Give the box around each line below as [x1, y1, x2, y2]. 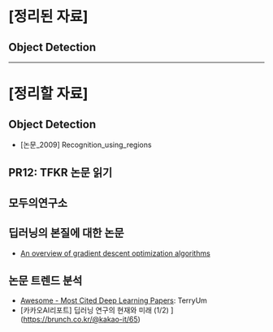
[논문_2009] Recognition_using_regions [19, 140, 152, 149]
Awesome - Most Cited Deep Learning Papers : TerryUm [19, 295, 207, 305]
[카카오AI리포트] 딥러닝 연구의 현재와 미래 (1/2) [19, 305, 169, 315]
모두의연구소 [8, 196, 67, 209]
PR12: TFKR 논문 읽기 [8, 166, 113, 179]
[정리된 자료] [8, 7, 89, 26]
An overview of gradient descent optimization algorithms [19, 248, 211, 258]
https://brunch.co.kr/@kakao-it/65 [23, 314, 138, 325]
